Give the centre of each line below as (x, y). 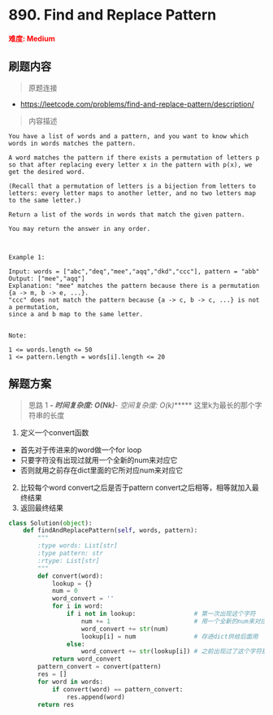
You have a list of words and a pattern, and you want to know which (129, 136)
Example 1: (27, 257)
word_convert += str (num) (125, 629)
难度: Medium (32, 38)
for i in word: (78, 606)
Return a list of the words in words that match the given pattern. (127, 214)
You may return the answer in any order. (80, 229)
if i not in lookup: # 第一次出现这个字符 (161, 614)
